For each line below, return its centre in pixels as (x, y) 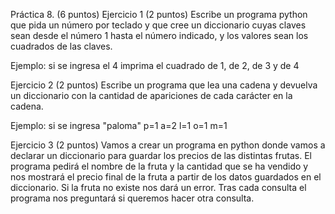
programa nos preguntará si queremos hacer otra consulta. (132, 198)
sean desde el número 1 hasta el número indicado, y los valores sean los (159, 35)
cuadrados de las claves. (61, 46)
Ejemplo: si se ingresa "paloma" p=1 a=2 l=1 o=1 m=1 (119, 125)
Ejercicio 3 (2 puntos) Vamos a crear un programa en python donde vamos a (168, 145)
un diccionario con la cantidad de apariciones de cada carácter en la (151, 95)
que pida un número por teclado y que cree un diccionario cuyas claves (158, 25)
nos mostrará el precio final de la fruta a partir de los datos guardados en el (166, 177)
